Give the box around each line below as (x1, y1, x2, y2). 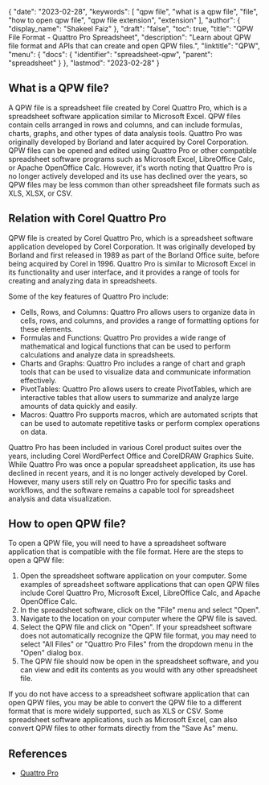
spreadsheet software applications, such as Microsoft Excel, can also (8, 715, 238, 725)
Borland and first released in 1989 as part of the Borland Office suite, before (8, 250, 259, 260)
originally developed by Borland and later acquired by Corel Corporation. (8, 137, 249, 147)
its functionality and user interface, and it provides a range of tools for (8, 267, 240, 277)
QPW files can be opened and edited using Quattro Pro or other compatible (8, 145, 257, 155)
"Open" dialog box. (19, 648, 84, 658)
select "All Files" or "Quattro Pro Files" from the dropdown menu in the (19, 639, 254, 649)
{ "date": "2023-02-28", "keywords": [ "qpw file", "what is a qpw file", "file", (8, 7, 259, 16)
